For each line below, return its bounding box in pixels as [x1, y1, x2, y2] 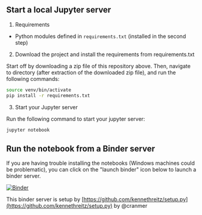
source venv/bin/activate [6, 87, 71, 93]
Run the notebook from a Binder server [6, 143, 156, 153]
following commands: [6, 75, 60, 82]
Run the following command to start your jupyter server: [6, 115, 145, 123]
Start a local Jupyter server [6, 5, 112, 15]
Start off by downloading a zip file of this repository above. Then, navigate [6, 62, 191, 69]
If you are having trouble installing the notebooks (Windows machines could [6, 159, 195, 167]
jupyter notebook [6, 127, 50, 133]
